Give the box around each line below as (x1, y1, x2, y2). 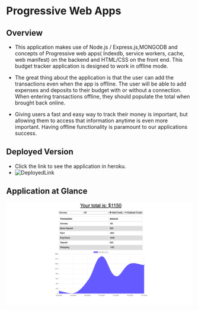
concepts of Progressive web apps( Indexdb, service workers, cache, (14, 50, 185, 57)
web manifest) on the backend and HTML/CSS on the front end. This (14, 56, 183, 63)
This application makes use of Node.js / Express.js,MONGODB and (14, 43, 178, 50)
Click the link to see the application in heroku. (14, 162, 126, 170)
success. (14, 129, 37, 137)
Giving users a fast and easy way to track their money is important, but (14, 111, 188, 118)
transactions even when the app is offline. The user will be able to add (14, 80, 187, 87)
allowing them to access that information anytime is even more (14, 117, 168, 124)
